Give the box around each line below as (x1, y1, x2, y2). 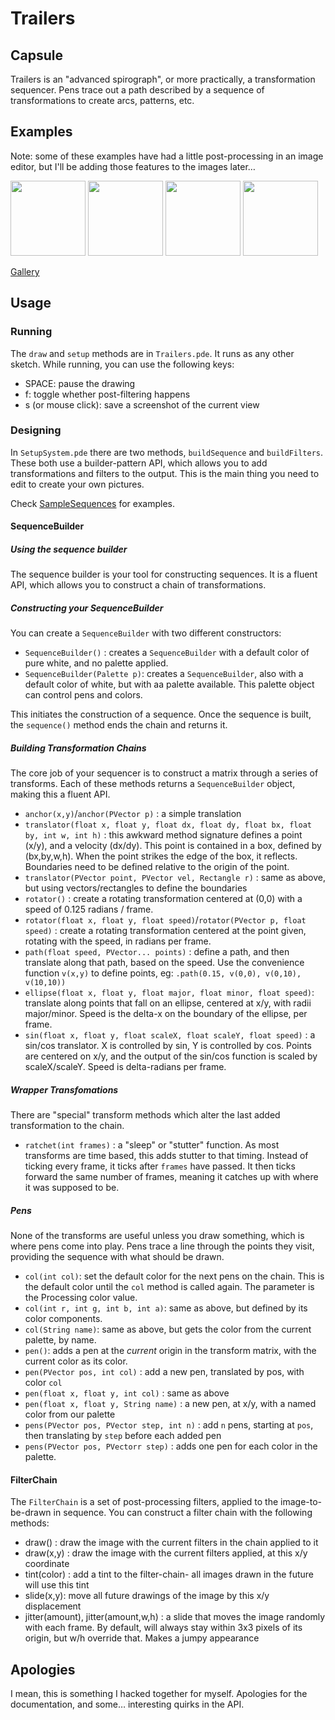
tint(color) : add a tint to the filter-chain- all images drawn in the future (24, 1568, 314, 1581)
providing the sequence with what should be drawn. (10, 1251, 225, 1263)
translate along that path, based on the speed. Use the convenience (24, 957, 305, 969)
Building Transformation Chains (10, 742, 147, 754)
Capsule (10, 47, 63, 64)
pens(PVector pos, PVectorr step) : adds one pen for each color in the (24, 1440, 318, 1452)
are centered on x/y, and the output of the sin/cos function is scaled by (24, 1050, 318, 1062)
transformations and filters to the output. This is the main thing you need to (10, 467, 320, 479)
